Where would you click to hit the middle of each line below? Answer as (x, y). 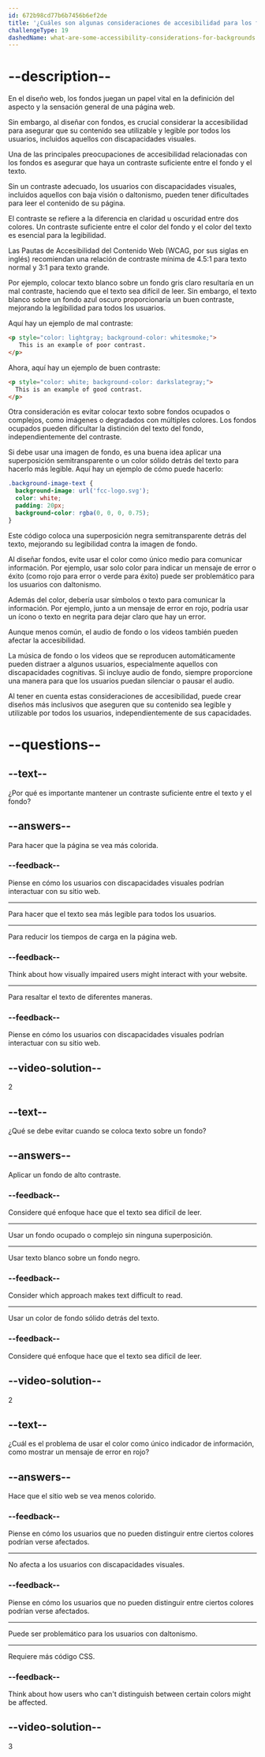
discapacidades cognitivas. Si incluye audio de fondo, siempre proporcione (131, 672)
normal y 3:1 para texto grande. (59, 268)
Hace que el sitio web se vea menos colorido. (82, 1496)
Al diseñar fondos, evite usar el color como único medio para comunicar (125, 559)
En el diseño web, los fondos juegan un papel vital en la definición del (121, 99)
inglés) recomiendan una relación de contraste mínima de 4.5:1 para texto (127, 259)
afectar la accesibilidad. (47, 640)
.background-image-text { (50, 484)
